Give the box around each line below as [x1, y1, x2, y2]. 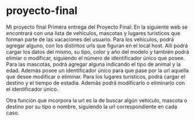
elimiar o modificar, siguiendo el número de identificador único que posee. [6, 54, 185, 61]
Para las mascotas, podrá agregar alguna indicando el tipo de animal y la [6, 60, 181, 68]
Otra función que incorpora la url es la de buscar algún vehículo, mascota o [6, 96, 188, 103]
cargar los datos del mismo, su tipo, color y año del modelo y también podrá [6, 48, 190, 55]
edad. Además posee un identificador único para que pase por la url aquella [6, 67, 189, 74]
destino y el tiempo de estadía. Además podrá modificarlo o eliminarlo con [6, 79, 185, 86]
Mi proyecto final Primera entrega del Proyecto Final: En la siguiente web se [6, 23, 188, 30]
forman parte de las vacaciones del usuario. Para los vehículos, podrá [6, 36, 174, 43]
